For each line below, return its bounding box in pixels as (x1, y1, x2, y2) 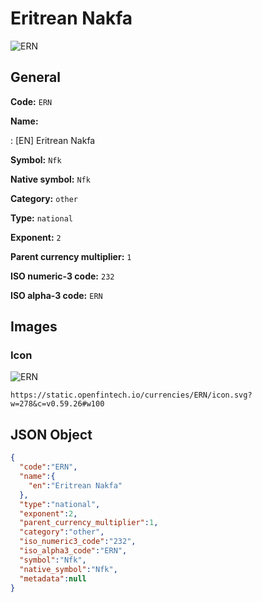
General (10, 69, 62, 86)
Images (10, 318, 58, 336)
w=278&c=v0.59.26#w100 (10, 399, 105, 409)
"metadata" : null (19, 573, 87, 584)
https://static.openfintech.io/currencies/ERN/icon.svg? (10, 390, 253, 401)
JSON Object (10, 426, 93, 443)
